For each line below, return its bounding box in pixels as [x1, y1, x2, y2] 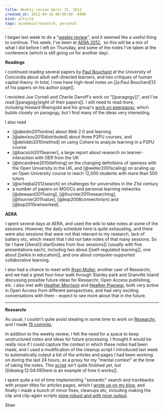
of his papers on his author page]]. [5, 84, 75, 91]
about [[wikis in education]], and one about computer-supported [5, 252, 135, 258]
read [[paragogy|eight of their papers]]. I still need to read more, [5, 99, 135, 105]
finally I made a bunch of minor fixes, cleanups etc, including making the [5, 387, 151, 393]
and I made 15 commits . [5, 322, 53, 328]
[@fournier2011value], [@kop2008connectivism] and [12, 197, 119, 203]
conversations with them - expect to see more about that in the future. [5, 293, 146, 299]
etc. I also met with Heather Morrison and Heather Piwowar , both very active [5, 283, 159, 288]
